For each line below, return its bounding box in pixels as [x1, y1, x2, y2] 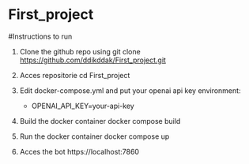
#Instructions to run [8, 32, 73, 41]
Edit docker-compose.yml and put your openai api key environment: [19, 85, 241, 95]
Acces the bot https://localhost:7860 [19, 147, 140, 156]
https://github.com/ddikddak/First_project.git [19, 55, 166, 65]
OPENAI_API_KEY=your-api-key [31, 101, 134, 110]
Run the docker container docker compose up [19, 132, 170, 141]
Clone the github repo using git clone [19, 47, 141, 56]
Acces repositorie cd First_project [19, 70, 130, 80]
